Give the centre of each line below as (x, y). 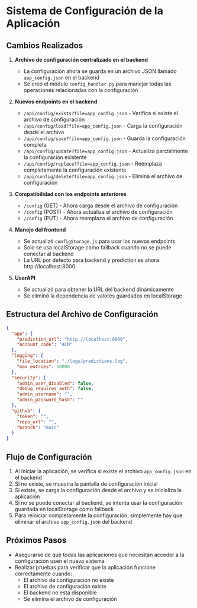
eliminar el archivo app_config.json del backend (73, 522)
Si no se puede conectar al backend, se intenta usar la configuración (98, 503)
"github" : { (26, 411)
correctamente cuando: (43, 574)
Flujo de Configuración (49, 457)
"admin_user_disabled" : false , (55, 383)
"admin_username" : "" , (45, 394)
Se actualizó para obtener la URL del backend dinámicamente (99, 289)
